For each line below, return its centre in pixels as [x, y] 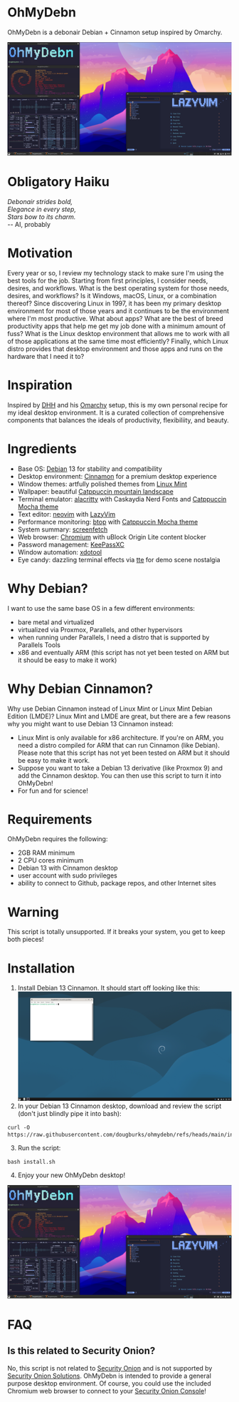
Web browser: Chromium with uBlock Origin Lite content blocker [112, 537]
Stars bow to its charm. [42, 217]
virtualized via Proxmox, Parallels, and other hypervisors [100, 629]
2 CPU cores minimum [51, 860]
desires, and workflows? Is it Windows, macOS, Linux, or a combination [112, 295]
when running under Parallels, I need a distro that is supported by [113, 637]
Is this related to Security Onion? [81, 1351]
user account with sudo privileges [67, 875]
